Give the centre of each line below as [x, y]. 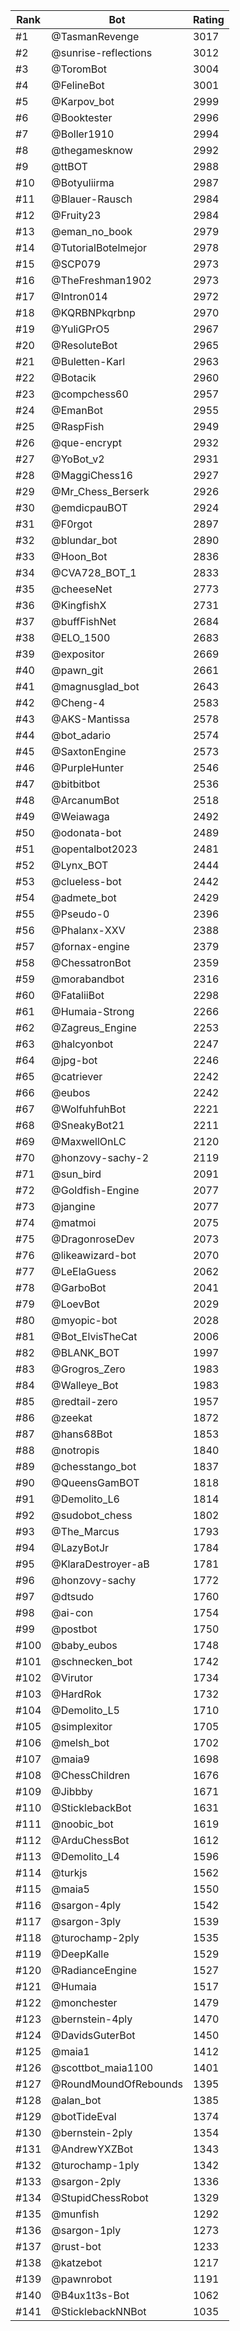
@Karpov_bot [83, 101]
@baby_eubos [84, 1645]
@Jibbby [72, 1791]
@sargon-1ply [86, 2230]
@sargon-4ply [86, 1905]
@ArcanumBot [85, 800]
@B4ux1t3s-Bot [90, 2295]
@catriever [77, 1076]
